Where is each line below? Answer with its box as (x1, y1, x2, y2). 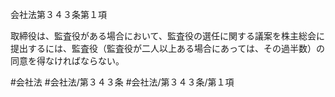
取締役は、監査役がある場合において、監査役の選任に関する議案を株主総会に (10, 30, 325, 42)
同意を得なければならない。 (10, 55, 125, 67)
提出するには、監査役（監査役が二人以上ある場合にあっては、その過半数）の (10, 43, 326, 54)
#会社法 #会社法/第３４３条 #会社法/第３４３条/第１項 (10, 76, 235, 88)
